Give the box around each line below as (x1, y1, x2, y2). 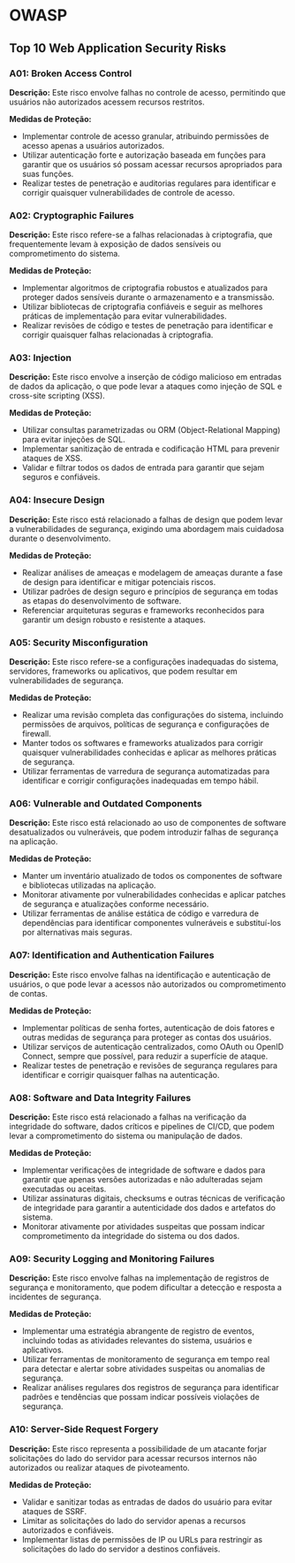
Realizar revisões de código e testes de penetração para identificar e (21, 320, 274, 331)
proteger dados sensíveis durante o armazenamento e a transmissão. (21, 292, 276, 303)
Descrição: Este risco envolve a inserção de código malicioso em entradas (9, 372, 283, 382)
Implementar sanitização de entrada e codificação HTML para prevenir (21, 443, 280, 454)
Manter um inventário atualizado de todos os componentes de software (21, 871, 283, 882)
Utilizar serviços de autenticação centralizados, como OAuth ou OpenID (21, 1041, 284, 1051)
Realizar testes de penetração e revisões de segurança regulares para (21, 1059, 278, 1071)
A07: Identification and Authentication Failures (9, 949, 215, 961)
